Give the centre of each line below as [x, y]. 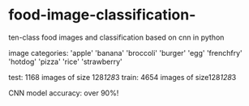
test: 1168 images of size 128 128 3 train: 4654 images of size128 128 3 [122, 77]
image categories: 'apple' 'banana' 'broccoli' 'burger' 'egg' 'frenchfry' [126, 53]
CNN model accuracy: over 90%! [64, 93]
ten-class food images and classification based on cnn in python [116, 37]
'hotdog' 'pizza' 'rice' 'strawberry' [66, 61]
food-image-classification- [102, 15]
